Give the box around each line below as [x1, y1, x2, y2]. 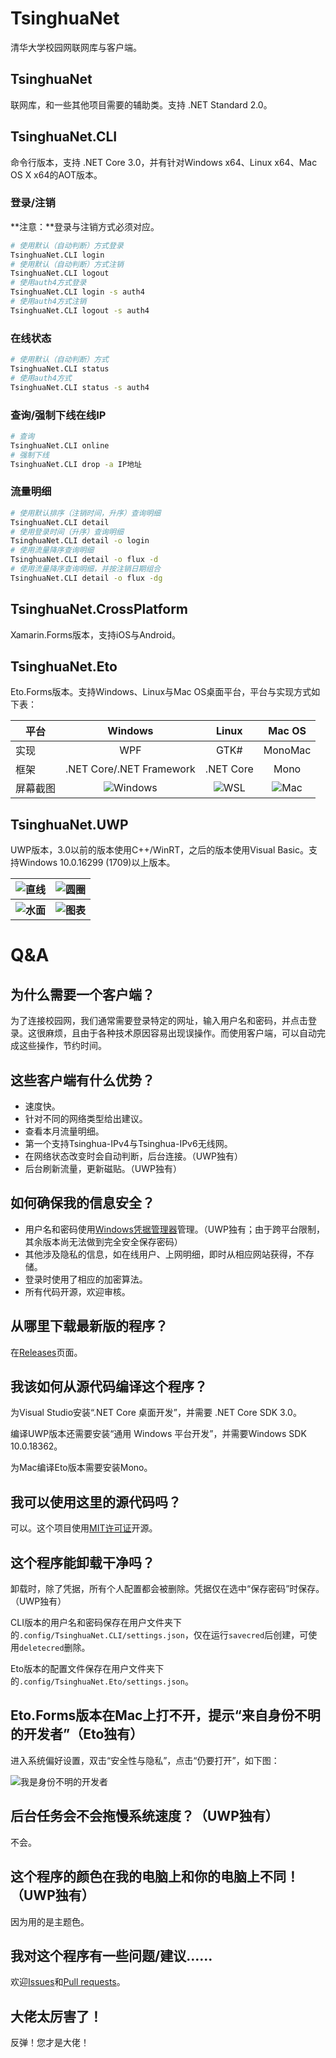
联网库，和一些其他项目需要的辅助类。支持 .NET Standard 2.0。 [10, 98, 273, 111]
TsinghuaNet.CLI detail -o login [10, 536, 150, 546]
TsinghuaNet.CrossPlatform [10, 601, 189, 618]
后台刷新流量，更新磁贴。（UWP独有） [24, 1163, 182, 1174]
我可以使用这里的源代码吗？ [10, 1493, 182, 1511]
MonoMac [263, 743, 312, 757]
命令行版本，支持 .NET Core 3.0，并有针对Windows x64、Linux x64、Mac [10, 156, 318, 168]
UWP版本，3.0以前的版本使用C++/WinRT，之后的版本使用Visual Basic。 [10, 844, 310, 856]
